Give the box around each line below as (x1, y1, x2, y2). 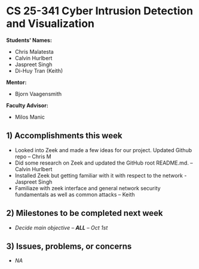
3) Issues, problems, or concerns (6, 241, 132, 251)
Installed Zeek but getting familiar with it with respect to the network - (14, 172, 187, 179)
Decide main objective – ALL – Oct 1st (14, 224, 108, 231)
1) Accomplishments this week (6, 131, 123, 141)
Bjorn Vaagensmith (14, 90, 62, 97)
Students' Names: (6, 36, 53, 44)
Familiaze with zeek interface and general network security (14, 184, 161, 191)
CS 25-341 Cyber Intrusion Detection (6, 4, 193, 18)
